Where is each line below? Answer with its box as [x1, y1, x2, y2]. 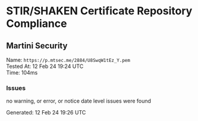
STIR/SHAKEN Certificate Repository [6, 4, 193, 18]
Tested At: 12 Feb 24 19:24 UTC [6, 63, 84, 70]
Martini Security [6, 41, 68, 51]
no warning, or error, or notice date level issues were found [6, 97, 152, 105]
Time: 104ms [6, 69, 38, 76]
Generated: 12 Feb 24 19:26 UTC [6, 109, 86, 116]
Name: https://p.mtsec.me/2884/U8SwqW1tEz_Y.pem [6, 57, 131, 63]
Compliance [6, 17, 67, 30]
